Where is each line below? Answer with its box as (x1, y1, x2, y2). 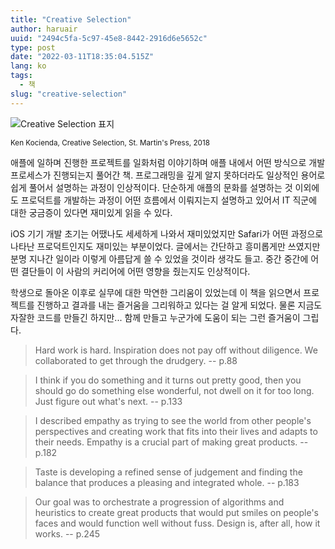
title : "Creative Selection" (10, 14, 132, 25)
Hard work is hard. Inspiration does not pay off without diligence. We (34, 344, 318, 356)
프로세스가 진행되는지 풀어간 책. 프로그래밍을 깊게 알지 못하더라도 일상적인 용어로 (10, 169, 326, 181)
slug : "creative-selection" (10, 89, 128, 99)
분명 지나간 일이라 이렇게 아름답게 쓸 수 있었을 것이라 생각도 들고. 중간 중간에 (10, 252, 309, 265)
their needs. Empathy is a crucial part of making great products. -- (34, 436, 309, 448)
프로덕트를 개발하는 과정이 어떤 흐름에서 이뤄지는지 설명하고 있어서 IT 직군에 (20, 194, 318, 206)
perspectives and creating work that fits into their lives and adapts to (34, 425, 318, 437)
